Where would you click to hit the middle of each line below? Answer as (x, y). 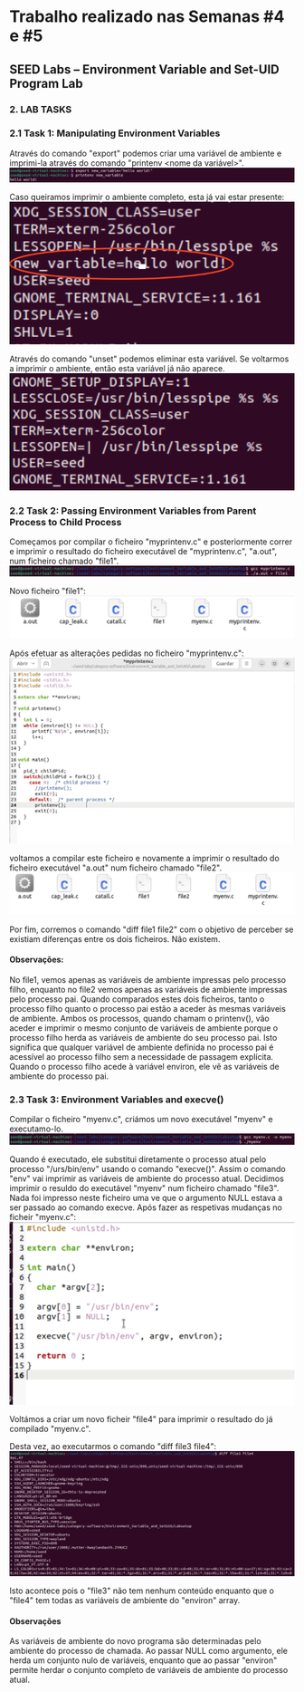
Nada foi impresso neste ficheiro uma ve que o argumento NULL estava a (146, 1197)
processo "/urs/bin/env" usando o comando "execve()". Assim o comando (148, 1168)
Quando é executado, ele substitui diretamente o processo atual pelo (138, 1159)
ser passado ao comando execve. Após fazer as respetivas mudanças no (146, 1207)
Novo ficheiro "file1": (47, 591)
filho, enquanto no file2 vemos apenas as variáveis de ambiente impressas (148, 989)
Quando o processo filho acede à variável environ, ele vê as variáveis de (144, 1066)
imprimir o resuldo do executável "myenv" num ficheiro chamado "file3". (144, 1187)
